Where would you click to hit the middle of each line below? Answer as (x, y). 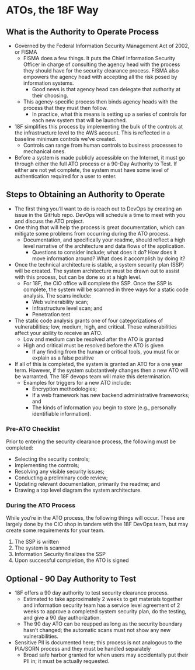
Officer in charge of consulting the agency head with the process (102, 64)
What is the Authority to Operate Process (83, 32)
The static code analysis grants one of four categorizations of (89, 320)
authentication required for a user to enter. (65, 176)
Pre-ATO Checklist (33, 429)
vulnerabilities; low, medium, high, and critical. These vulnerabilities (95, 327)
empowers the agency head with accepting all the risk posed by (100, 77)
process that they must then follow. (65, 108)
